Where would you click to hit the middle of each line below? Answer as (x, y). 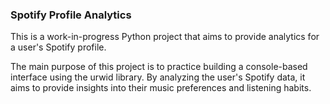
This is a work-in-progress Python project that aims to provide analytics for (165, 37)
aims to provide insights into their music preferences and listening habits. (161, 88)
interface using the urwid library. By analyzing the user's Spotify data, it (158, 77)
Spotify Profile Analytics (71, 15)
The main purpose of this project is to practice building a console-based (159, 67)
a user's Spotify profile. (58, 47)
